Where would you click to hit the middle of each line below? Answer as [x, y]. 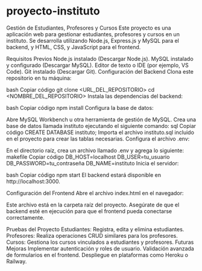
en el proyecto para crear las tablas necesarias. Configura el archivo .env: [98, 139]
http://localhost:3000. [33, 181]
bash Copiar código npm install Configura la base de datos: [80, 107]
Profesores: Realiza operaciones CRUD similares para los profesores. [92, 235]
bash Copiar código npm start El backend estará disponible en [84, 175]
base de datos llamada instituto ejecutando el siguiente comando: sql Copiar [101, 126]
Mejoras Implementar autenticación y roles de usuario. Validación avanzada [100, 248]
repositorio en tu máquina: [39, 78]
